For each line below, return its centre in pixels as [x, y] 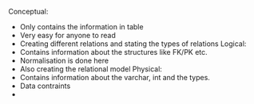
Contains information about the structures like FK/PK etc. [113, 52]
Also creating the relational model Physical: [91, 69]
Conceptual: [28, 12]
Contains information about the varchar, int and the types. [115, 77]
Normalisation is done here [64, 60]
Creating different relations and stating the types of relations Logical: [133, 44]
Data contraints [45, 86]
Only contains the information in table [81, 27]
